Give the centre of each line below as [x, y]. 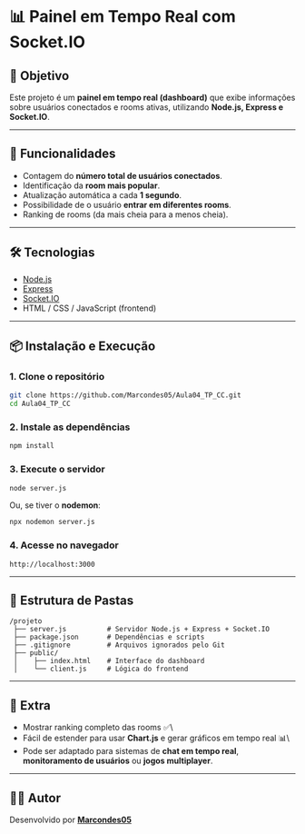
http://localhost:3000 [52, 564]
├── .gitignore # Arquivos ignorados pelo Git [119, 645]
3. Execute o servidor [58, 470]
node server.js [38, 488]
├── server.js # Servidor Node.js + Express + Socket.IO [142, 630]
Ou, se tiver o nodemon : [55, 505]
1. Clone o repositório [57, 376]
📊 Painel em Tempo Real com [123, 17]
